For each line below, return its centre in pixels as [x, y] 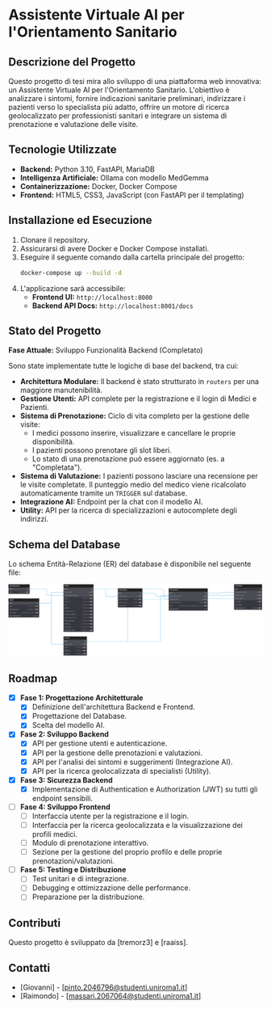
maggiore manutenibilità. [61, 391]
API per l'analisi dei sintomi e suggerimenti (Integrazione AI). [132, 762]
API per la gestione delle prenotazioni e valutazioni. [117, 753]
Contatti [29, 968]
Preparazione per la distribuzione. [88, 897]
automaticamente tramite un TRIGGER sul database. [104, 493]
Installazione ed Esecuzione [80, 220]
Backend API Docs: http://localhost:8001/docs [113, 306]
